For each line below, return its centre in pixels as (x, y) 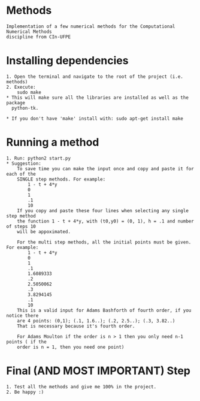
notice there (22, 315)
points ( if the (26, 342)
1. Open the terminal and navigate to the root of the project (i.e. (95, 76)
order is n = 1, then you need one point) (71, 347)
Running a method (53, 142)
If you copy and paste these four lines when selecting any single (103, 210)
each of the (21, 174)
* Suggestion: (24, 163)
